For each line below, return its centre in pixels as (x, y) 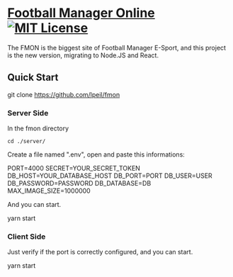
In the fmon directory (38, 128)
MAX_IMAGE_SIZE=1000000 (49, 191)
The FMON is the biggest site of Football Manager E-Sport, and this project (117, 47)
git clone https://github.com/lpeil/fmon (64, 94)
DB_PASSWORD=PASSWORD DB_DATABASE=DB (79, 183)
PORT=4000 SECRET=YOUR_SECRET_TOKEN (74, 169)
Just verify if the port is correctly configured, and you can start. (100, 252)
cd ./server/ (27, 142)
